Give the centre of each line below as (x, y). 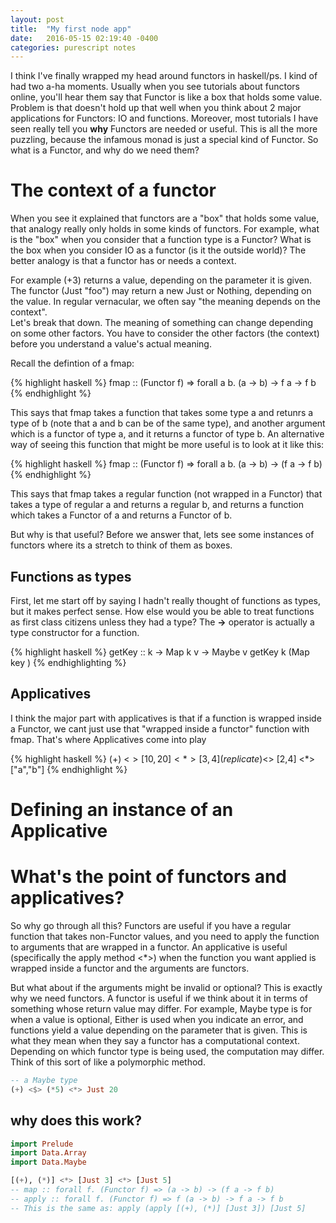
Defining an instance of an (122, 810)
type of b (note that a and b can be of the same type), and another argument (168, 423)
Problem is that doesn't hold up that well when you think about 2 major (156, 108)
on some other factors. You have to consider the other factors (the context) (165, 333)
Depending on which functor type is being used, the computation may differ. (167, 1051)
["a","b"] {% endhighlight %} (69, 769)
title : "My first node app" (71, 29)
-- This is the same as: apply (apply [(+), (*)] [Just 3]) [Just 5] (158, 1208)
